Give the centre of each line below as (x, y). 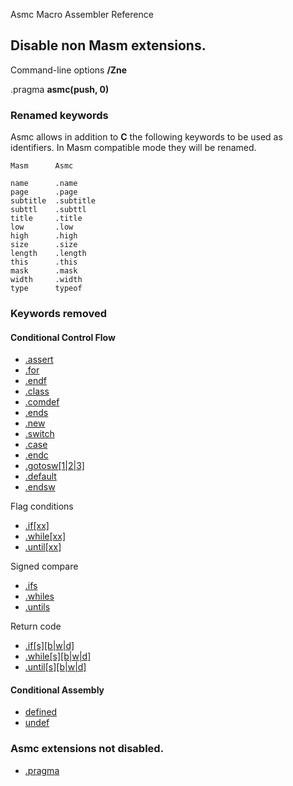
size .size (44, 245)
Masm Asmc (42, 166)
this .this (44, 262)
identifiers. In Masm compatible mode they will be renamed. (133, 148)
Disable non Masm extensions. (108, 45)
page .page (44, 192)
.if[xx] (37, 526)
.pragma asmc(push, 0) (60, 89)
